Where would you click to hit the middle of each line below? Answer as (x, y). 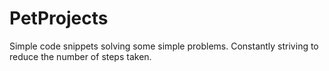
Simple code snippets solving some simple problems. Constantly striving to (164, 46)
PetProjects (59, 18)
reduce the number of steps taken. (80, 56)
